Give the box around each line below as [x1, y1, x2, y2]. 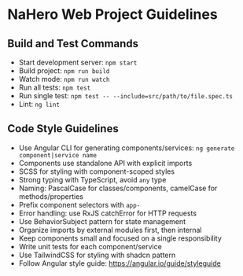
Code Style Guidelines [7, 122, 119, 135]
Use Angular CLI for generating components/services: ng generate [18, 143, 235, 153]
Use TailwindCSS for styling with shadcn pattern [18, 250, 176, 259]
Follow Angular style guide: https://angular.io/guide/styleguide [18, 258, 221, 268]
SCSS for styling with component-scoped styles [18, 167, 175, 176]
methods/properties [18, 191, 84, 201]
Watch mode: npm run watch [18, 75, 110, 83]
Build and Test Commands [7, 37, 139, 50]
